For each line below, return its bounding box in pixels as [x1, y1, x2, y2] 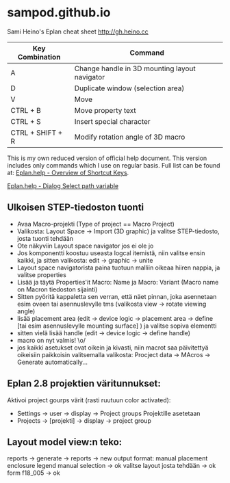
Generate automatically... [16, 358, 88, 366]
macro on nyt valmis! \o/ [16, 336, 86, 344]
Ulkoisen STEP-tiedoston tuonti [7, 202, 144, 213]
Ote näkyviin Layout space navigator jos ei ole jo [16, 241, 154, 250]
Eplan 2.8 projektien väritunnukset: [7, 378, 161, 389]
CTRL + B [10, 105, 41, 115]
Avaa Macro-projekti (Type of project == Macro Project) [16, 220, 175, 228]
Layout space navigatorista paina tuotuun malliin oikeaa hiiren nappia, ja [16, 263, 220, 272]
